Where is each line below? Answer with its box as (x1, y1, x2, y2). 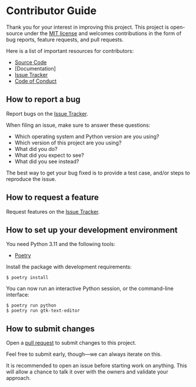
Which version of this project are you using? (14, 139, 122, 146)
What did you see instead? (14, 157, 79, 165)
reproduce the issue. (6, 175, 57, 183)
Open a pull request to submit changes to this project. (6, 339, 137, 346)
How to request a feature (6, 193, 99, 203)
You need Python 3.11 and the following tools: (6, 241, 116, 248)
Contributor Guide (6, 4, 97, 18)
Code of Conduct (14, 78, 57, 85)
